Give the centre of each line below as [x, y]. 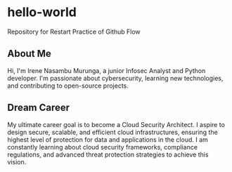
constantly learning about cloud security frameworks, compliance [103, 147]
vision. [17, 161]
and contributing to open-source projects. [68, 86]
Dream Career [39, 108]
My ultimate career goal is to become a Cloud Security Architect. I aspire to [116, 124]
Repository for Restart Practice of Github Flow [74, 32]
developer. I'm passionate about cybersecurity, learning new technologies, [115, 78]
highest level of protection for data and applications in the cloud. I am [108, 139]
